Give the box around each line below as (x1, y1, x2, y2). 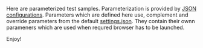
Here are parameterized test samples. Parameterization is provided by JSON (6, 5, 197, 12)
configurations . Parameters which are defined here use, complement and (6, 11, 188, 18)
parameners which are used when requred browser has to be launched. (6, 24, 185, 31)
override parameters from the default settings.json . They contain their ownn (6, 18, 195, 24)
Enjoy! (6, 36, 22, 42)
